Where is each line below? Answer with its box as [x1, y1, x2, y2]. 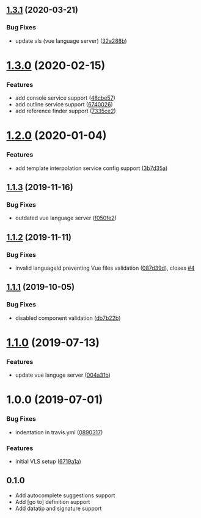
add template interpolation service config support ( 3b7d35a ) [15, 165, 168, 172]
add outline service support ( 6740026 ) [15, 101, 113, 108]
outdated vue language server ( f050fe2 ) [15, 214, 117, 222]
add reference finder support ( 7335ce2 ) [15, 107, 116, 115]
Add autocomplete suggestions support [15, 492, 115, 499]
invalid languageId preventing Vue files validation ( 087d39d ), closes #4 [15, 264, 195, 272]
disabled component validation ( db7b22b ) [15, 314, 121, 322]
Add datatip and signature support [15, 505, 102, 512]
